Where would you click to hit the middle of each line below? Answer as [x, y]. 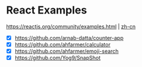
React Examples [47, 10]
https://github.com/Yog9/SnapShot [58, 58]
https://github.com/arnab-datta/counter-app [69, 38]
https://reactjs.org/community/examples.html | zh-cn [71, 26]
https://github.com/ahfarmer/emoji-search [67, 51]
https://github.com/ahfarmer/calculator [63, 44]
